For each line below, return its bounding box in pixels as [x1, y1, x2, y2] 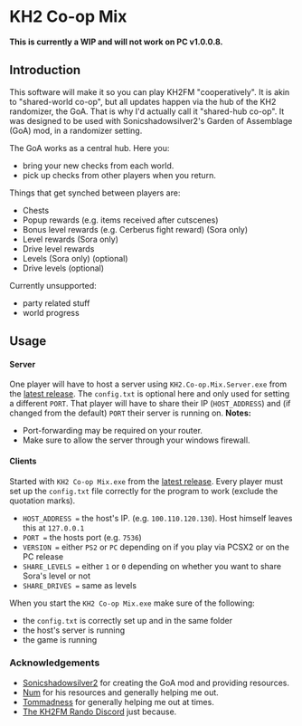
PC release [22, 550, 64, 562]
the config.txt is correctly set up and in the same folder [22, 615, 233, 626]
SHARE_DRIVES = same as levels [22, 579, 137, 590]
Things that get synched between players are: [9, 187, 181, 198]
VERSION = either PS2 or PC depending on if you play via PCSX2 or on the [22, 541, 289, 552]
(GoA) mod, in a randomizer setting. [9, 125, 143, 136]
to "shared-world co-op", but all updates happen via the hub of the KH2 [9, 96, 277, 107]
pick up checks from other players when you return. [22, 169, 217, 180]
